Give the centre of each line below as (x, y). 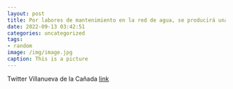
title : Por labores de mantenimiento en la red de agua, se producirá (111, 20)
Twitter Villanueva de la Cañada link (58, 79)
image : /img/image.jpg (40, 53)
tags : (15, 40)
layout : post (26, 14)
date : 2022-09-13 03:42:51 (46, 26)
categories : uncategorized (46, 33)
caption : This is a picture (48, 59)
